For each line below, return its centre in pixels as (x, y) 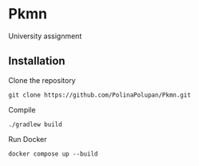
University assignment (45, 36)
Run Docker (28, 139)
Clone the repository (42, 80)
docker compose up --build (53, 154)
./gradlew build (35, 125)
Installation (37, 61)
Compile (22, 109)
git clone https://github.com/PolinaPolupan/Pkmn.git (100, 95)
